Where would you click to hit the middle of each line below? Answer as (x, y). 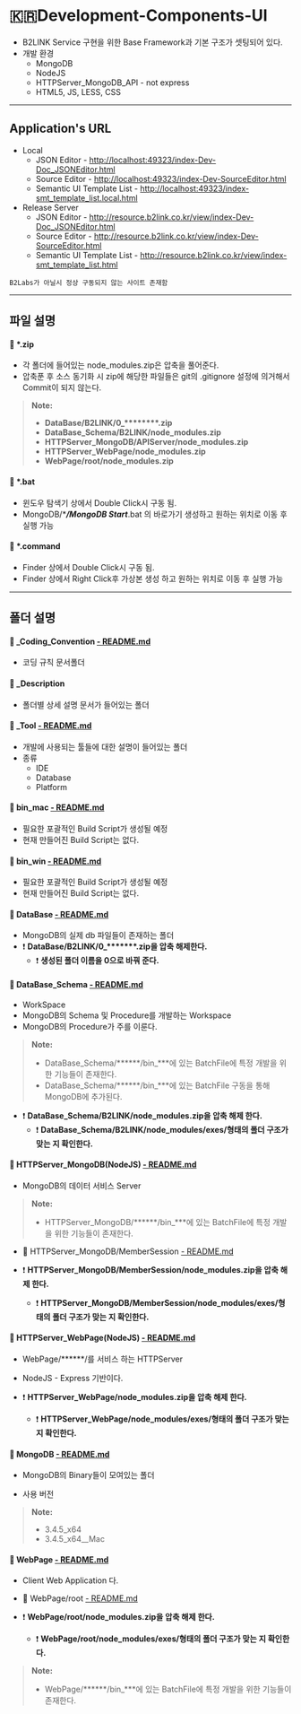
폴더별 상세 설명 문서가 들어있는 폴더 (86, 704)
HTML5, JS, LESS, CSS (78, 91)
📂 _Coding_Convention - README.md (80, 641)
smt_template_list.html (77, 265)
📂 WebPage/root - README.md (80, 1598)
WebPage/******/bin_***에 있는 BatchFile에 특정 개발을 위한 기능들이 (168, 1689)
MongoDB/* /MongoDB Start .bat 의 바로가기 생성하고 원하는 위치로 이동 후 (155, 514)
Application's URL (60, 129)
